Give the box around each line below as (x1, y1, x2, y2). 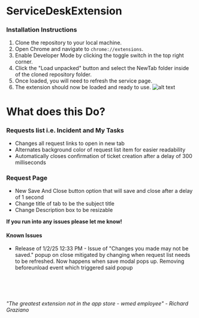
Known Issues (6, 232, 43, 239)
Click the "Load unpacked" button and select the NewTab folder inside (14, 65, 189, 72)
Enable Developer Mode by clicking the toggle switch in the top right (14, 52, 184, 59)
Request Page (6, 174, 48, 182)
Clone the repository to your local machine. (14, 39, 122, 46)
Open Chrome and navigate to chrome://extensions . (14, 46, 144, 53)
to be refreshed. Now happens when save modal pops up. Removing (14, 258, 185, 265)
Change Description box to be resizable (14, 207, 113, 214)
